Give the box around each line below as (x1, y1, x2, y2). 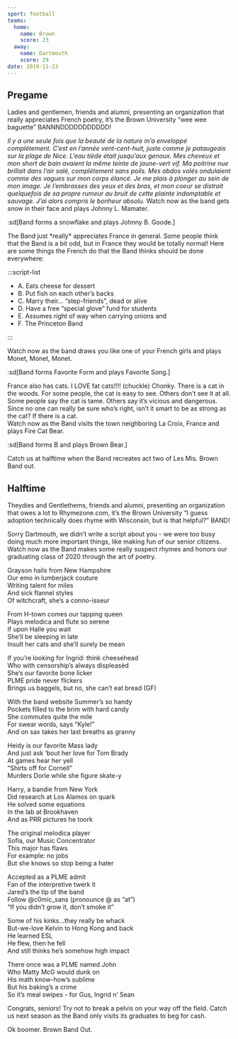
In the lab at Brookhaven (7, 808, 79, 816)
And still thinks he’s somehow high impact (7, 946, 130, 955)
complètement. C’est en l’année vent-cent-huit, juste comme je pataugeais (7, 144, 226, 153)
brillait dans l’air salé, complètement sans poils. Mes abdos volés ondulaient (7, 167, 231, 176)
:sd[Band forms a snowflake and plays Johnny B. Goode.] (7, 218, 176, 226)
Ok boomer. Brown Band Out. (7, 1026, 93, 1034)
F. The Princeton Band (17, 319, 84, 328)
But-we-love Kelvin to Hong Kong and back (7, 924, 134, 933)
